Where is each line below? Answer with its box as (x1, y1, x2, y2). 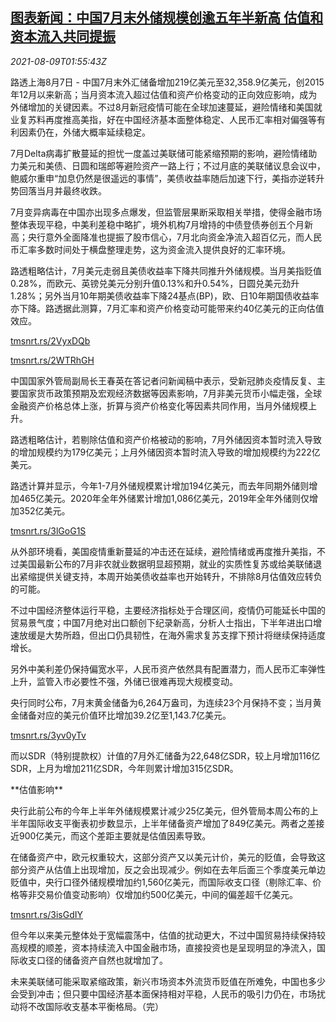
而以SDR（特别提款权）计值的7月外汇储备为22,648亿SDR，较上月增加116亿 (10, 749, 321, 762)
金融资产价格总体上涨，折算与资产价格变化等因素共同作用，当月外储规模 (10, 399, 308, 412)
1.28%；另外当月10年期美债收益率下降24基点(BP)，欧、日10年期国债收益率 (10, 289, 320, 302)
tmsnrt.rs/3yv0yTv (10, 729, 87, 741)
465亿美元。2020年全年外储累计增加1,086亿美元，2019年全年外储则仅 (18, 492, 310, 504)
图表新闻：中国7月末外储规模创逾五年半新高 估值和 (10, 9, 324, 27)
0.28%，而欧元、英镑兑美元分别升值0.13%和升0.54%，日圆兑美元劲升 (10, 277, 300, 289)
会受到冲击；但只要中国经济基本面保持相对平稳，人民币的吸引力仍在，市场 (10, 988, 317, 1000)
